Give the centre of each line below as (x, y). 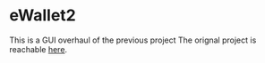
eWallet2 (43, 16)
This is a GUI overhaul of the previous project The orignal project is (133, 40)
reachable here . (38, 49)
